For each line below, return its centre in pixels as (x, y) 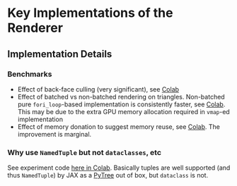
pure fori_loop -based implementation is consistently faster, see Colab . (121, 104)
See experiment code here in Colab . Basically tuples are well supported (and (119, 168)
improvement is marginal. (54, 134)
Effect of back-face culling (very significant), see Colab (98, 89)
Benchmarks (30, 74)
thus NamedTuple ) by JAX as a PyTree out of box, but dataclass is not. (108, 175)
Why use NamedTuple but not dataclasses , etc (84, 152)
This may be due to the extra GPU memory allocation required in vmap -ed (123, 111)
